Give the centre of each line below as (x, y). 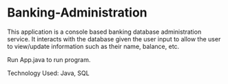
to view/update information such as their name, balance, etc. (93, 46)
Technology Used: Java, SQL (48, 73)
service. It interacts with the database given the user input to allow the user (114, 39)
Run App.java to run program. (49, 59)
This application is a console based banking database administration (104, 32)
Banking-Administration (77, 13)
